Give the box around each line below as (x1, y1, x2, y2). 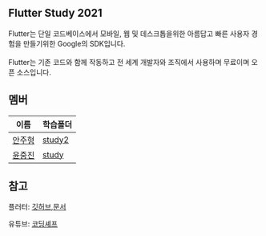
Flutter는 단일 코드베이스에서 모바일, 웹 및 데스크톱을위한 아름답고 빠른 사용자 (8, 28, 250, 39)
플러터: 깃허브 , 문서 (8, 202, 66, 212)
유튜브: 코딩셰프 (8, 219, 58, 229)
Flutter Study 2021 (8, 6, 103, 20)
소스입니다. (16, 67, 52, 77)
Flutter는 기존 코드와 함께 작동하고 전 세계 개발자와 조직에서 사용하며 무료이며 (8, 57, 250, 67)
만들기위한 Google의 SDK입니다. (22, 39, 126, 48)
